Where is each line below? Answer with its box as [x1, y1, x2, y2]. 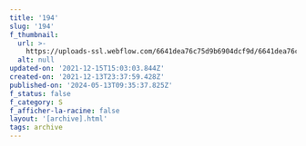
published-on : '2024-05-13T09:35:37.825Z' [9, 81, 173, 90]
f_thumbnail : [9, 30, 59, 39]
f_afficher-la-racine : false [9, 106, 120, 115]
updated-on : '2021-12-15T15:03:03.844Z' [9, 64, 166, 73]
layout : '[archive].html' [9, 114, 107, 123]
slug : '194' [9, 22, 55, 31]
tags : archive [9, 123, 64, 132]
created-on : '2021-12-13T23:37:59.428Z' [9, 73, 166, 82]
